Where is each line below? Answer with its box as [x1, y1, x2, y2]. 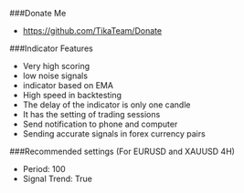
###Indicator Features [9, 43, 93, 54]
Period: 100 [22, 164, 66, 174]
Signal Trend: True [22, 173, 93, 184]
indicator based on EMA [22, 80, 114, 90]
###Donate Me [9, 8, 67, 18]
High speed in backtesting [22, 90, 122, 100]
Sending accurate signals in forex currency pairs [22, 128, 206, 139]
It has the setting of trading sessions [22, 109, 161, 119]
